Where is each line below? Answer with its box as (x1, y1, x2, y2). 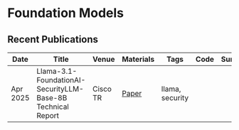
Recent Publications (7, 33, 98, 45)
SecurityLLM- (36, 84, 84, 94)
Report (36, 111, 59, 120)
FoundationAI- (36, 75, 86, 85)
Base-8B (36, 93, 68, 102)
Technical (36, 102, 69, 112)
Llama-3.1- (36, 66, 78, 76)
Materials (122, 55, 155, 64)
